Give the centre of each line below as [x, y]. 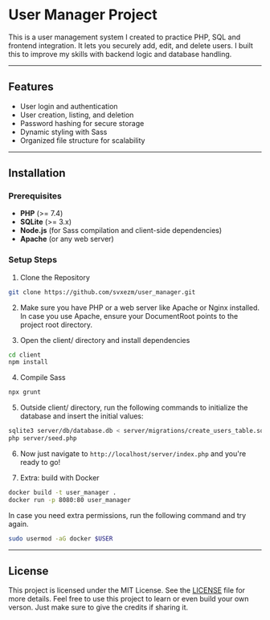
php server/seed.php [43, 438]
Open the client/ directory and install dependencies [105, 340]
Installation [37, 173]
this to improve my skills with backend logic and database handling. [120, 54]
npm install [28, 362]
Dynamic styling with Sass [63, 132]
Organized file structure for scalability [82, 140]
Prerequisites [35, 196]
